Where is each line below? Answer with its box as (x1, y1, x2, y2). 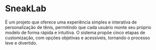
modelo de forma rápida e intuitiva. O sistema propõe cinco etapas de (5, 29, 145, 35)
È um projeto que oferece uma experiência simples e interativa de (5, 19, 137, 25)
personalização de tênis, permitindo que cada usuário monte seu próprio (5, 24, 152, 30)
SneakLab (5, 3, 46, 14)
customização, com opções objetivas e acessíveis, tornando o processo (5, 35, 150, 41)
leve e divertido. (5, 40, 38, 46)
